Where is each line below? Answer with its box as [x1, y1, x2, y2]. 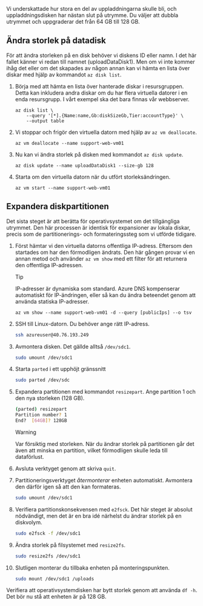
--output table [26, 118, 65, 124]
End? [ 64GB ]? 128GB [15, 418, 67, 424]
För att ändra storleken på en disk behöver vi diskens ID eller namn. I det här [6, 52, 197, 59]
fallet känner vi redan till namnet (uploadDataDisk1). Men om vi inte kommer [6, 58, 195, 65]
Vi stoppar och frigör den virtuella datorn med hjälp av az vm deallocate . [15, 128, 197, 136]
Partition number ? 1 [15, 412, 67, 418]
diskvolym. [15, 518, 42, 526]
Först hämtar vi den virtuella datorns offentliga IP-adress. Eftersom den [15, 242, 193, 249]
